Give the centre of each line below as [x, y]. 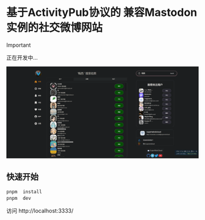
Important [19, 45]
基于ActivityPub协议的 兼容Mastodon [102, 12]
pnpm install [24, 192]
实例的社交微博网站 [55, 28]
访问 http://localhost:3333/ [40, 211]
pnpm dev [19, 199]
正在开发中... [22, 57]
